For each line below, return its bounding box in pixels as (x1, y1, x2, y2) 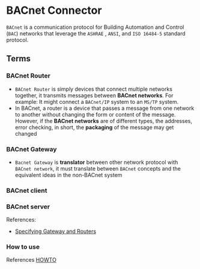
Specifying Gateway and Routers (14, 228, 97, 235)
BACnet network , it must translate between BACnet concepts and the (14, 165, 181, 172)
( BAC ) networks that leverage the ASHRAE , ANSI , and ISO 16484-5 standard (6, 29, 186, 37)
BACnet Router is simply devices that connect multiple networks (14, 85, 173, 92)
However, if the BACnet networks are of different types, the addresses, (14, 117, 192, 124)
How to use (6, 243, 40, 251)
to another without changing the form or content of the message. (14, 110, 176, 118)
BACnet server (6, 202, 50, 211)
